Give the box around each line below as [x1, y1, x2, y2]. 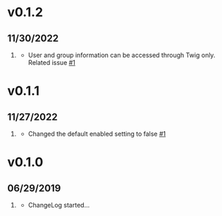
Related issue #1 [27, 58, 76, 67]
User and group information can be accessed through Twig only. [27, 51, 216, 59]
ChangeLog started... [27, 201, 90, 209]
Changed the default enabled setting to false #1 [27, 129, 166, 138]
